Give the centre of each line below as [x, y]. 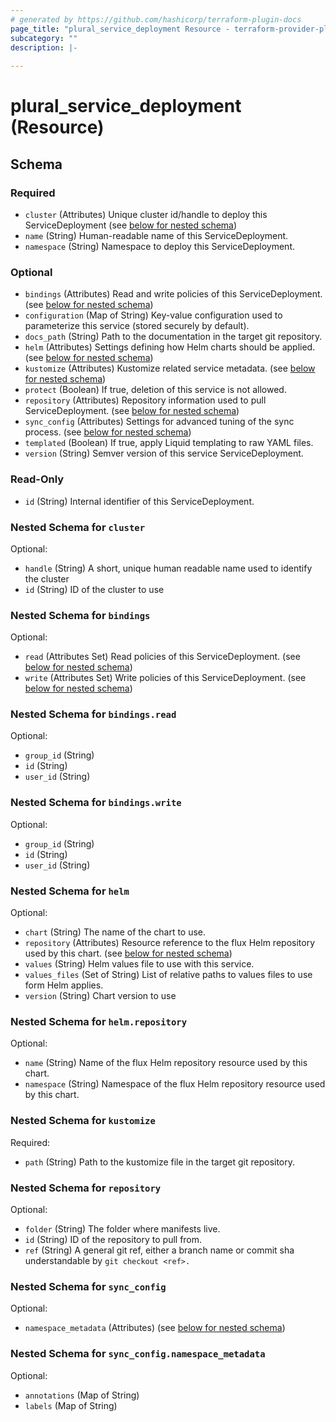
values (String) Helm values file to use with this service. [139, 964]
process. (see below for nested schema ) [108, 432]
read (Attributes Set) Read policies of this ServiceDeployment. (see [162, 657]
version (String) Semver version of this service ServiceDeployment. [164, 453]
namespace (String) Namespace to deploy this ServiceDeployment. [159, 246]
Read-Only [37, 479]
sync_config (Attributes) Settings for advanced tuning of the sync [159, 422]
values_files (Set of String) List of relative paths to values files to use [168, 975]
